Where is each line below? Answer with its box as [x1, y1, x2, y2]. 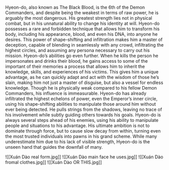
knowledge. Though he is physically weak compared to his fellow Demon [5, 85, 157, 91]
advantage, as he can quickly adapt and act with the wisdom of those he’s [5, 74, 159, 80]
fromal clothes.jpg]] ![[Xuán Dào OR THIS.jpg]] [5, 159, 102, 165]
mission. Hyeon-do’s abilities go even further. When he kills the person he [5, 53, 158, 59]
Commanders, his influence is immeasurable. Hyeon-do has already [5, 91, 147, 96]
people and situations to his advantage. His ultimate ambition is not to [5, 122, 150, 129]
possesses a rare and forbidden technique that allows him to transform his [5, 26, 160, 32]
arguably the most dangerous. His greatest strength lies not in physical [5, 15, 152, 21]
